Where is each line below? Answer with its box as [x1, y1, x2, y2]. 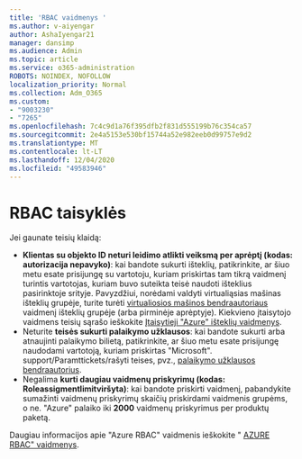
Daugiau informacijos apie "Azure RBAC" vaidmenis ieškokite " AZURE [9, 429, 270, 441]
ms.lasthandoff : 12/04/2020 [9, 155, 115, 165]
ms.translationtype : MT [9, 139, 99, 148]
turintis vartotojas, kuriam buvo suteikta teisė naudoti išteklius [22, 278, 252, 289]
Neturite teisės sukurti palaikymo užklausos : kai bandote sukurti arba [22, 326, 286, 337]
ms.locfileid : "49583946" [9, 164, 106, 173]
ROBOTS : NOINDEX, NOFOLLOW [9, 72, 111, 81]
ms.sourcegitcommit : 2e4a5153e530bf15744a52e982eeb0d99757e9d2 [9, 130, 252, 139]
